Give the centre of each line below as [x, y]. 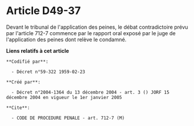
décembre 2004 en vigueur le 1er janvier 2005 [64, 97]
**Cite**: [18, 108]
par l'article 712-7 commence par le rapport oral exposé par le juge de [91, 33]
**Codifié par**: [27, 62]
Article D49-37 [44, 11]
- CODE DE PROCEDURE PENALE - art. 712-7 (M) [68, 118]
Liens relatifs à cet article [38, 50]
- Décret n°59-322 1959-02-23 [48, 71]
